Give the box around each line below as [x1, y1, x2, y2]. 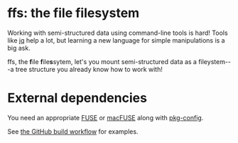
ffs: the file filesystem [7, 5, 140, 21]
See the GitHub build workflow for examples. [7, 127, 139, 136]
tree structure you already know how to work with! [15, 65, 163, 73]
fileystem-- [198, 57, 232, 65]
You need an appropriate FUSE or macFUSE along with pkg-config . [7, 113, 204, 122]
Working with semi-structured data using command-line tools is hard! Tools [7, 28, 229, 37]
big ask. [7, 43, 31, 52]
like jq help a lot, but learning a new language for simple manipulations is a [7, 36, 225, 44]
